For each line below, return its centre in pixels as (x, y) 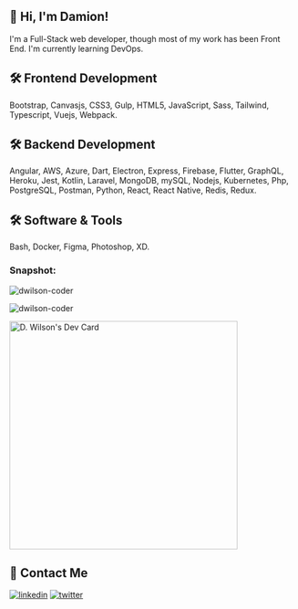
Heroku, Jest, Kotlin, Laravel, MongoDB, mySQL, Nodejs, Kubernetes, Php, (149, 181)
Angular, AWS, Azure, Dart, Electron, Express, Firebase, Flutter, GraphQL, (147, 171)
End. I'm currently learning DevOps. (77, 48)
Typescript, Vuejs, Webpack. (64, 114)
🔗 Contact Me (49, 573)
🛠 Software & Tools (66, 220)
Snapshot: (33, 270)
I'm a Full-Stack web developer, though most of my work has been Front (145, 38)
